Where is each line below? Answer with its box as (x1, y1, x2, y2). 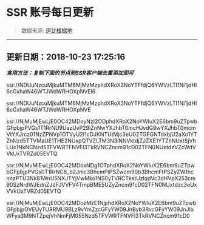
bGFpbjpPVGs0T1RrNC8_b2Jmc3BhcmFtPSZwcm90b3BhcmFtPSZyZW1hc (6, 168, 194, 175)
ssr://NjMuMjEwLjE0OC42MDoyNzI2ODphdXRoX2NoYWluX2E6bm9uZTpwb (6, 118, 198, 125)
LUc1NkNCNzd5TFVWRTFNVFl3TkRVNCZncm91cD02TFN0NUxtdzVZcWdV (6, 143, 196, 150)
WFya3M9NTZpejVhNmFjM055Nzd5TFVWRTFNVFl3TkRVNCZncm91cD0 (6, 212, 190, 219)
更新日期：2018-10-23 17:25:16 (6, 52, 126, 62)
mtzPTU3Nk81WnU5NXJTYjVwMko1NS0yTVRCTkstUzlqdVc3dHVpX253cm (6, 174, 196, 182)
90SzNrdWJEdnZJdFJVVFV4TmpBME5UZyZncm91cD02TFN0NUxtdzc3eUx (6, 181, 197, 188)
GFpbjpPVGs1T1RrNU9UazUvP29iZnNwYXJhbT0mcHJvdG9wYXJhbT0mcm (6, 124, 196, 131)
